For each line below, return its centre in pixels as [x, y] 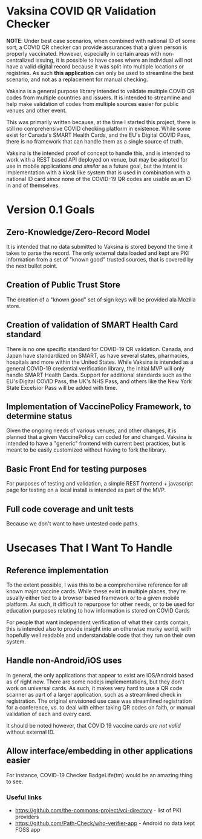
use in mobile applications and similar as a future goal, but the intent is [94, 166]
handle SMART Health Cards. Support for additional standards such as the [99, 375]
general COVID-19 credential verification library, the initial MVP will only [95, 368]
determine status [39, 416]
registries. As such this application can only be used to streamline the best [100, 73]
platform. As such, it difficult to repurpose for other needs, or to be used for [100, 604]
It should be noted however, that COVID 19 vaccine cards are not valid [94, 725]
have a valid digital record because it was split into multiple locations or [95, 66]
